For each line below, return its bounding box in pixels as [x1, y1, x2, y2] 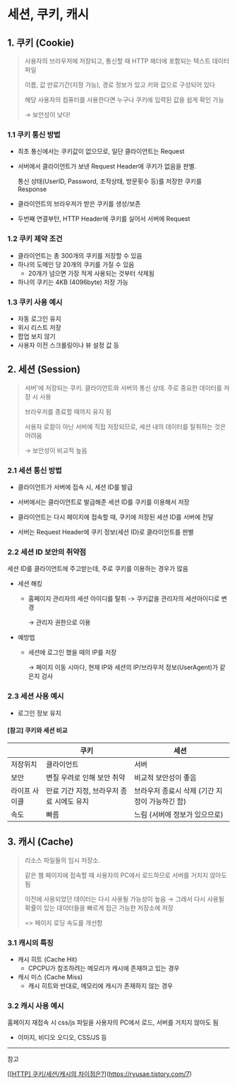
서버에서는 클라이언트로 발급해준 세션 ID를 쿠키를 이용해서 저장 [17, 498, 190, 506]
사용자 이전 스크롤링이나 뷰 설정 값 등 [17, 341, 120, 349]
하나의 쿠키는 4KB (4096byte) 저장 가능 [17, 278, 129, 286]
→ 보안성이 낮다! [24, 111, 71, 118]
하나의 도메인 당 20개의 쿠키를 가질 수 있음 [17, 260, 135, 269]
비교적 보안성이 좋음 [133, 773, 197, 783]
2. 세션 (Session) [7, 364, 81, 376]
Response [17, 185, 47, 194]
